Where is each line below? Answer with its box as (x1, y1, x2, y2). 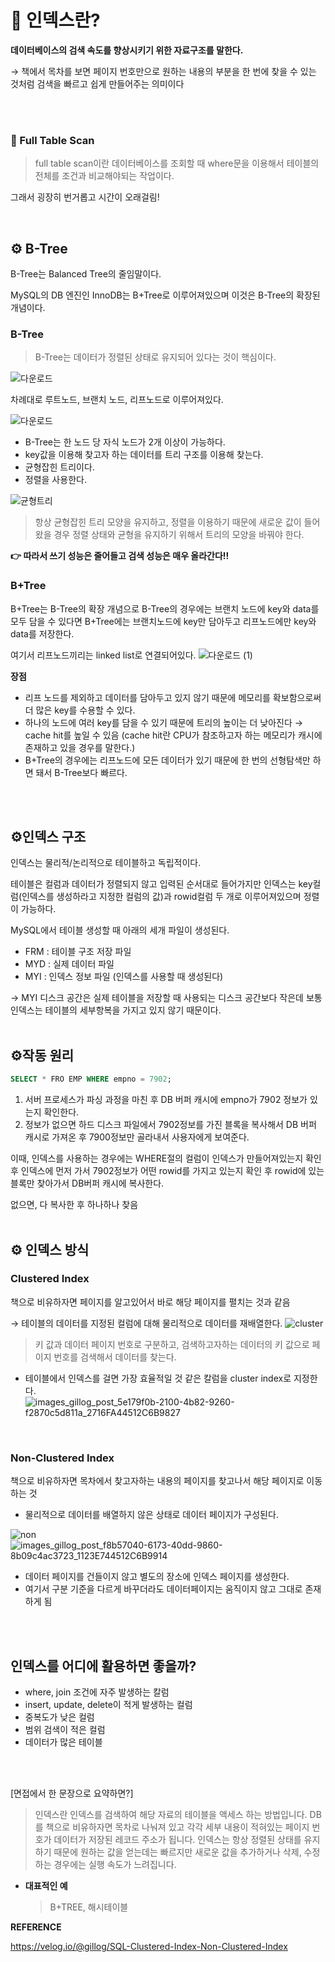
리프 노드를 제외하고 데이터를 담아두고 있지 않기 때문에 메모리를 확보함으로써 (24, 691, 322, 703)
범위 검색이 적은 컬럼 (24, 1723, 106, 1735)
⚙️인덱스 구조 (10, 829, 87, 846)
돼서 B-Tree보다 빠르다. (35, 766, 128, 778)
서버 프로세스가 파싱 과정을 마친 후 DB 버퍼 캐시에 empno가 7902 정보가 (24, 1094, 308, 1106)
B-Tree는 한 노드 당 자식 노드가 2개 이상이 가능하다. (24, 436, 226, 448)
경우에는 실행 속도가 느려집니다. (53, 1858, 177, 1870)
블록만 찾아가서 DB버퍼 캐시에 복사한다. (10, 1177, 165, 1190)
